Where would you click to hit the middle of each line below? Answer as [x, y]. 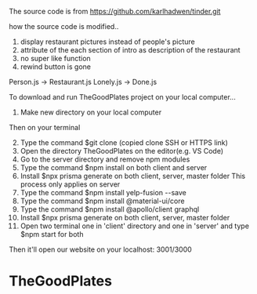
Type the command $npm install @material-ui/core [102, 201]
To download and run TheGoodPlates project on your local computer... [122, 97]
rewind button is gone [55, 67]
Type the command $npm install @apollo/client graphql [110, 209]
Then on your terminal [45, 127]
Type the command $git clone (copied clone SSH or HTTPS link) [124, 143]
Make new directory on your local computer [91, 112]
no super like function [55, 58]
